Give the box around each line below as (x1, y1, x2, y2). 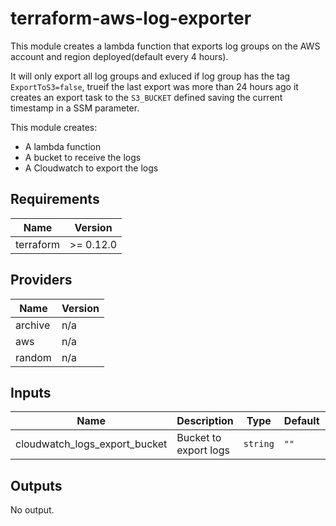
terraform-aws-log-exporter (10, 7, 252, 30)
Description (176, 414, 234, 428)
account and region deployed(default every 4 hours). (10, 50, 229, 62)
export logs (176, 443, 230, 457)
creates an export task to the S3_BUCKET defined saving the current (10, 91, 283, 103)
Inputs (10, 384, 52, 401)
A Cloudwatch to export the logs (24, 162, 159, 174)
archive (15, 318, 51, 332)
